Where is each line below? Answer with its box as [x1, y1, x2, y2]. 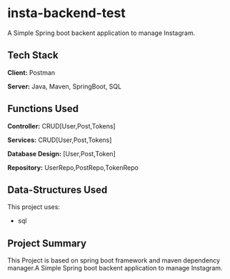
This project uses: [7, 203, 61, 211]
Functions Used [7, 103, 79, 115]
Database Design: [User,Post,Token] [7, 149, 116, 158]
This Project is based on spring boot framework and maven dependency [7, 256, 220, 265]
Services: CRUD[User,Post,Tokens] [7, 136, 112, 144]
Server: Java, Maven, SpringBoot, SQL [7, 82, 122, 91]
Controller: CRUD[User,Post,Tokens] [7, 121, 116, 130]
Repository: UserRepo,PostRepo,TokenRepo [7, 163, 139, 172]
